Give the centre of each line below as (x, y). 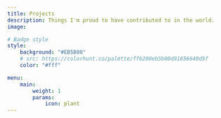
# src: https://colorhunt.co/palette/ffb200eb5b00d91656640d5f (114, 59)
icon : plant (62, 104)
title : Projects (31, 14)
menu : (15, 78)
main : (28, 84)
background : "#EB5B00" (53, 52)
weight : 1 (47, 91)
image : (17, 27)
